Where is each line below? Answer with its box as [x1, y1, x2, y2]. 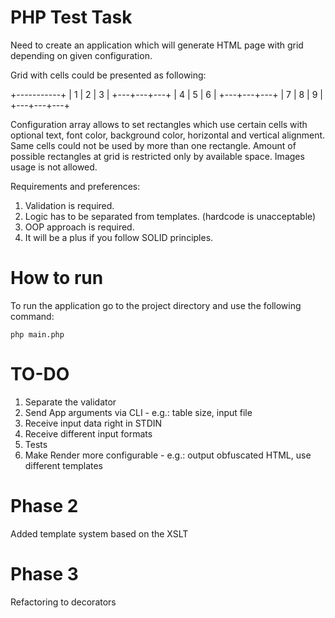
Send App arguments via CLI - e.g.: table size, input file [24, 406, 253, 418]
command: [10, 310, 55, 322]
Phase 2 [10, 495, 79, 517]
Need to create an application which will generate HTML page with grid [10, 39, 304, 51]
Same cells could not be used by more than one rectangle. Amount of [10, 139, 297, 151]
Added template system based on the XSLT [10, 527, 189, 540]
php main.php [10, 329, 65, 340]
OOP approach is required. [24, 221, 135, 233]
